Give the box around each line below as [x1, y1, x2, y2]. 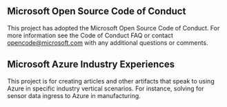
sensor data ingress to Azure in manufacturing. [7, 91, 141, 99]
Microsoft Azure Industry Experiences [7, 59, 175, 70]
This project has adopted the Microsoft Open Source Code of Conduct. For [7, 23, 220, 32]
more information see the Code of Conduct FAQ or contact [7, 31, 174, 39]
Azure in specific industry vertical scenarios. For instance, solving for [7, 84, 204, 93]
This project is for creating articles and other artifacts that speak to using [7, 77, 215, 85]
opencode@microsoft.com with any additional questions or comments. [7, 38, 208, 47]
